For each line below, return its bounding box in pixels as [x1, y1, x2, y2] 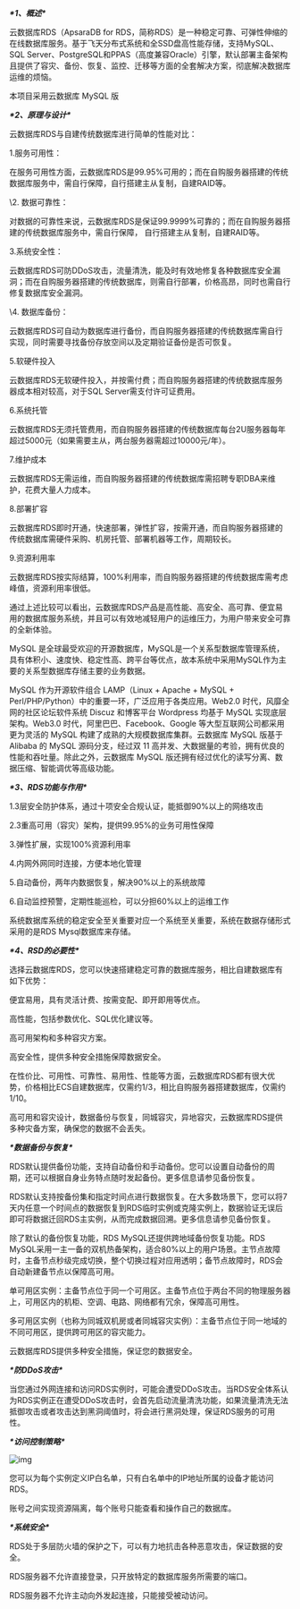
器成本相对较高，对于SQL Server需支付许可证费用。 [9, 386, 201, 396]
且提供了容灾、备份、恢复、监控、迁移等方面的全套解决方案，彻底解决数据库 [9, 61, 291, 71]
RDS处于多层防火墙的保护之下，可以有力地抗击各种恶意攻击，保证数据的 [9, 1541, 276, 1551]
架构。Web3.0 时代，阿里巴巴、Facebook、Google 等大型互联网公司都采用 [9, 719, 285, 728]
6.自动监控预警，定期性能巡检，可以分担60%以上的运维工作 [9, 896, 229, 907]
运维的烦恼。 [9, 72, 56, 82]
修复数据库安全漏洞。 [9, 287, 87, 298]
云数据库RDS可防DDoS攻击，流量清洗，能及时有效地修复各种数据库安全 [9, 265, 273, 276]
